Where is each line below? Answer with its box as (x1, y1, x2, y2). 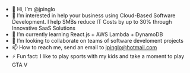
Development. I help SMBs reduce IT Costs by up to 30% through (11, 18, 172, 25)
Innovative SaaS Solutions (11, 24, 76, 31)
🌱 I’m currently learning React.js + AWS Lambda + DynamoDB (11, 31, 163, 38)
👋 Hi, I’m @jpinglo (11, 6, 55, 12)
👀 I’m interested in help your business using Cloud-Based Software (11, 12, 176, 19)
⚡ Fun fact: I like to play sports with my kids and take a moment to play (11, 53, 185, 59)
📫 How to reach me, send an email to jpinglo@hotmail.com (11, 44, 157, 50)
